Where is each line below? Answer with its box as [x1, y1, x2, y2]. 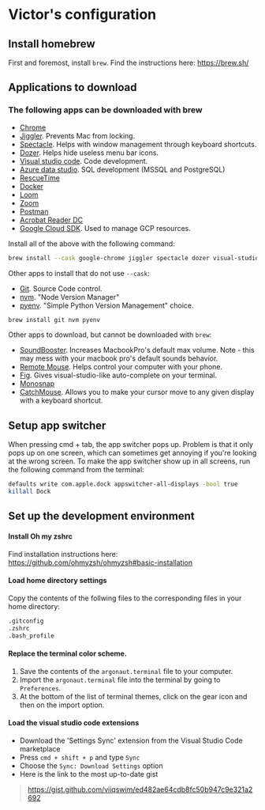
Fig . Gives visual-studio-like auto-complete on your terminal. [19, 370, 217, 380]
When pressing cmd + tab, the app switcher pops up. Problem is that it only [8, 440, 254, 449]
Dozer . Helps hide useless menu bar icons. [19, 148, 159, 157]
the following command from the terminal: [8, 465, 144, 475]
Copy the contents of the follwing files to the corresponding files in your [8, 593, 242, 603]
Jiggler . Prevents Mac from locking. [19, 131, 136, 140]
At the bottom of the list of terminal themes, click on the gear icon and [19, 691, 248, 701]
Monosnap [19, 379, 55, 388]
